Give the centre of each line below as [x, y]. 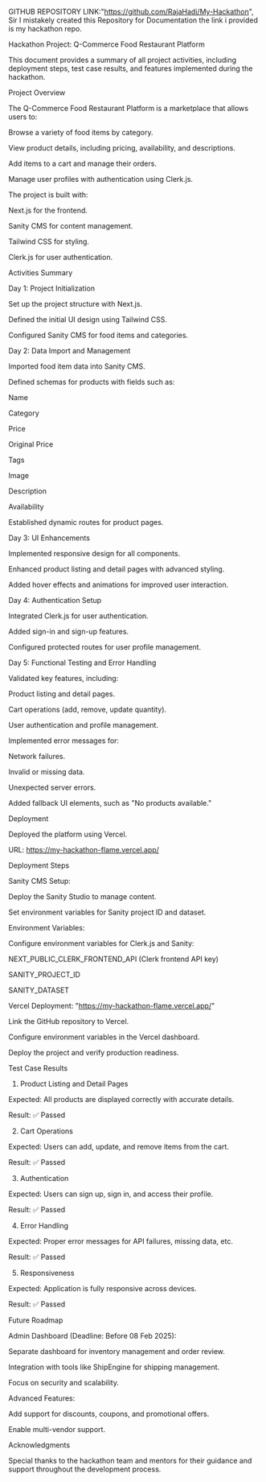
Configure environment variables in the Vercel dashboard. [104, 1037]
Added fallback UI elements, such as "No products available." [110, 803]
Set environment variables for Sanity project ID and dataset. [107, 912]
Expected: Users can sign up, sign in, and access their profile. [111, 1194]
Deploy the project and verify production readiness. [94, 1053]
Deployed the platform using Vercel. [68, 834]
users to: [23, 117]
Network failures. [37, 756]
